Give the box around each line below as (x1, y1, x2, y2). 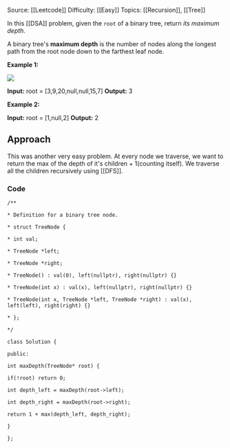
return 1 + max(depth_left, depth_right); (7, 411, 131, 418)
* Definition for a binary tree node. (7, 212, 118, 219)
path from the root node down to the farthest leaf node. (7, 48, 165, 55)
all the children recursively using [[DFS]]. (7, 166, 123, 175)
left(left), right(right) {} (7, 302, 91, 309)
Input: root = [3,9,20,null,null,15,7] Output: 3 (7, 87, 133, 95)
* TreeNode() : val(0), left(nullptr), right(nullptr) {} (7, 272, 177, 279)
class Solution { (7, 338, 57, 346)
